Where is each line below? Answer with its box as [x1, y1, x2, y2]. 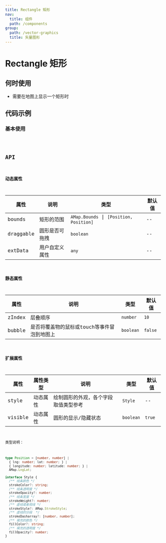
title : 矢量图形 [9, 35, 41, 40]
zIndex [7, 314, 26, 320]
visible [7, 414, 29, 421]
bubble [7, 327, 26, 333]
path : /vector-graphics [9, 30, 58, 35]
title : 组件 [9, 16, 33, 21]
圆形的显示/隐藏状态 [53, 414, 101, 421]
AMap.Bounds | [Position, [70, 213, 133, 220]
